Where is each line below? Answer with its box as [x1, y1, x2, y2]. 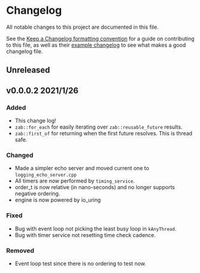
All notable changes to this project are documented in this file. [6, 23, 159, 31]
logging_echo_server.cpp [14, 172, 77, 178]
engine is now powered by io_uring [14, 196, 101, 204]
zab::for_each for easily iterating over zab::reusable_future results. [14, 123, 183, 131]
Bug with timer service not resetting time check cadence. [14, 231, 156, 238]
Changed [6, 151, 34, 159]
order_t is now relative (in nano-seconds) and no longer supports [14, 184, 175, 191]
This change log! [14, 117, 57, 125]
